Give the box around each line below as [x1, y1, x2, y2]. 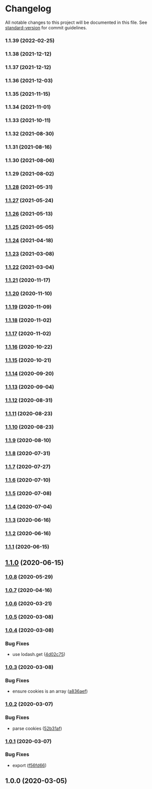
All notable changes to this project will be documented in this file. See [5, 19, 148, 25]
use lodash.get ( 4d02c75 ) [12, 651, 66, 657]
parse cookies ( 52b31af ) [12, 725, 62, 731]
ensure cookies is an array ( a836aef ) [12, 688, 88, 694]
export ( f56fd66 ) [12, 762, 47, 768]
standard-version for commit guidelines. [5, 24, 87, 30]
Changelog [5, 3, 51, 14]
